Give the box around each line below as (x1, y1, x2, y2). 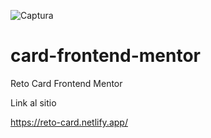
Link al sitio (10, 96, 57, 109)
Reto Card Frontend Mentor (10, 77, 123, 89)
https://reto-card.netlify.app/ (10, 116, 128, 128)
